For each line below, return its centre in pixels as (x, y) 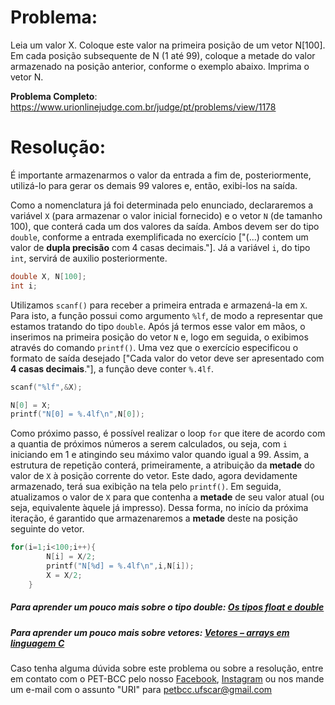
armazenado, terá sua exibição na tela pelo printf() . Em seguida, (146, 487)
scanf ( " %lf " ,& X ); (46, 387)
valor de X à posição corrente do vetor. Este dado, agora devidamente (154, 476)
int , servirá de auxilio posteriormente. (89, 258)
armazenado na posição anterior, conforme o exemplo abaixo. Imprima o (160, 66)
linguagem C (37, 643)
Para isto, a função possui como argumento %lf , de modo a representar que (166, 315)
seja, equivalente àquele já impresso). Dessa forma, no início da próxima (159, 508)
